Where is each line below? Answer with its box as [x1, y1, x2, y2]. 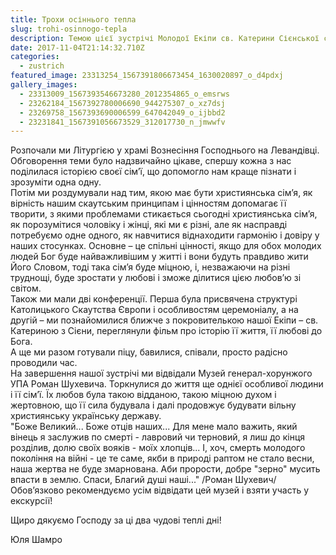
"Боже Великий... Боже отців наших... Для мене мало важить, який [10, 421, 298, 433]
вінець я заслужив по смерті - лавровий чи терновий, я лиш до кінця [10, 431, 306, 443]
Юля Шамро [10, 534, 63, 546]
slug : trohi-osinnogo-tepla [10, 24, 128, 34]
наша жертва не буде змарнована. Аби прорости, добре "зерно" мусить [10, 463, 321, 475]
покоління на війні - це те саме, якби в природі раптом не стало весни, [10, 452, 315, 465]
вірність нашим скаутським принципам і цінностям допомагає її [10, 197, 287, 210]
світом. [10, 282, 42, 295]
